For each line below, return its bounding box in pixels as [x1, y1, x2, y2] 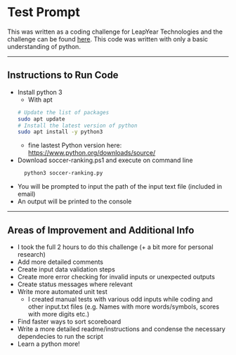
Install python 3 [17, 88, 63, 96]
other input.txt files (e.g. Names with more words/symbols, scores [27, 302, 220, 311]
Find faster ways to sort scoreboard [17, 317, 122, 326]
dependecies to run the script [17, 332, 103, 340]
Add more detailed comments [17, 257, 104, 266]
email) [17, 190, 36, 199]
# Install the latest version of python [17, 122, 138, 129]
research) [17, 250, 46, 258]
